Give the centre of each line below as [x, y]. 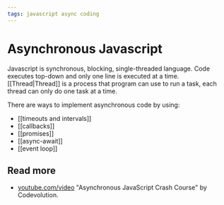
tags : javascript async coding [53, 14]
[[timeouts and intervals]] [54, 118]
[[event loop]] [37, 148]
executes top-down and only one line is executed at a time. [93, 76]
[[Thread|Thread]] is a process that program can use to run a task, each [112, 83]
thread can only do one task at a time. [63, 91]
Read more [32, 170]
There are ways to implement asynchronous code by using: [94, 105]
